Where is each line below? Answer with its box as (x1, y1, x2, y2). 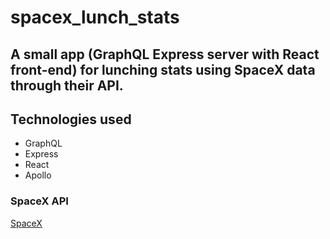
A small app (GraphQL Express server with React (10, 46, 320, 63)
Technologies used (10, 111, 132, 128)
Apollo (24, 169, 52, 181)
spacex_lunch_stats (10, 6, 180, 29)
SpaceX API (10, 194, 69, 208)
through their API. (10, 77, 124, 94)
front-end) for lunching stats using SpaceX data (10, 61, 316, 78)
